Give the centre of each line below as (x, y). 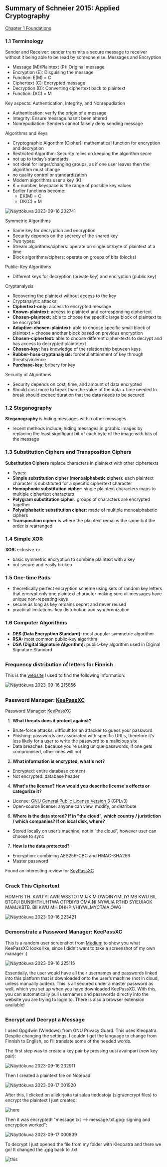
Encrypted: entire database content (49, 771)
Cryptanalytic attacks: (35, 301)
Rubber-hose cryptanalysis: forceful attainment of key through (78, 354)
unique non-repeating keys (40, 599)
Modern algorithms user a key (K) (47, 180)
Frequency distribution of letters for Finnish (59, 664)
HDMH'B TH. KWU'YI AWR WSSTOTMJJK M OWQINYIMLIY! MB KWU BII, (81, 896)
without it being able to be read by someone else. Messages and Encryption (83, 58)
